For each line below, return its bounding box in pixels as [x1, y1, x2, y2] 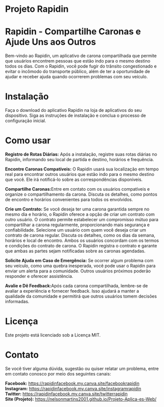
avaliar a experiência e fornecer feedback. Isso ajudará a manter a [5, 288, 139, 294]
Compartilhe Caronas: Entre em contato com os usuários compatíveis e [5, 186, 150, 192]
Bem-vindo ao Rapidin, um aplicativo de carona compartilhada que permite [5, 53, 157, 59]
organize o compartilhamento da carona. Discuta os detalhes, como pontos [5, 191, 158, 197]
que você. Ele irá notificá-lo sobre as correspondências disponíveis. [5, 176, 143, 182]
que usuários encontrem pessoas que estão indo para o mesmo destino [5, 58, 151, 64]
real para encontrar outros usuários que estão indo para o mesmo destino [5, 171, 155, 177]
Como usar [5, 135, 51, 146]
